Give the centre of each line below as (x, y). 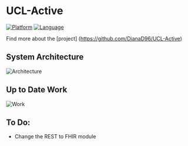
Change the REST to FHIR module (55, 137)
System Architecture (45, 57)
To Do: (18, 122)
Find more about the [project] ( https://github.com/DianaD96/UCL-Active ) (94, 38)
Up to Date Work (37, 90)
